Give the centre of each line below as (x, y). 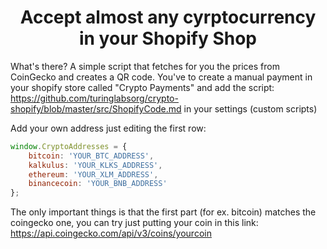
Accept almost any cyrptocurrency (168, 17)
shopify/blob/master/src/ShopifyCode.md (96, 108)
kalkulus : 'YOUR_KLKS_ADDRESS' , (95, 165)
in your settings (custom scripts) (250, 108)
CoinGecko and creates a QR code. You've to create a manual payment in (161, 77)
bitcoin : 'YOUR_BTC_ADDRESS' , (91, 156)
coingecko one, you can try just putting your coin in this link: (134, 223)
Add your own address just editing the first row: (108, 128)
